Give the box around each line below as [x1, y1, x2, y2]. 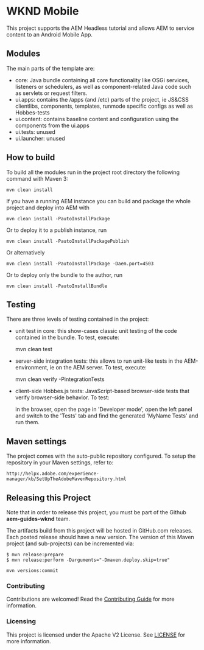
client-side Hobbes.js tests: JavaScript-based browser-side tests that [15, 388, 190, 395]
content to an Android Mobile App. [6, 30, 93, 38]
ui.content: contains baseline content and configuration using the [15, 115, 179, 122]
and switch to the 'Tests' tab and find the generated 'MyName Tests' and [15, 412, 199, 419]
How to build [6, 152, 55, 162]
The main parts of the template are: [6, 65, 95, 72]
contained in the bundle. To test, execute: [15, 334, 120, 341]
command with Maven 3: [6, 175, 69, 182]
